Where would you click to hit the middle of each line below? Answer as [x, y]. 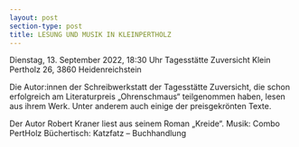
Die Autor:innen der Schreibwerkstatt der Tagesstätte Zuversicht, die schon [150, 87]
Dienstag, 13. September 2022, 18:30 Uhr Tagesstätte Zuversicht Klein [140, 60]
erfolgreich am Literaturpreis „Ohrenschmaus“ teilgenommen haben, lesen [148, 96]
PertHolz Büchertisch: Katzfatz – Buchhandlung [98, 133]
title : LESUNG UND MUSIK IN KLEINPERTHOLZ [90, 34]
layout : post [34, 18]
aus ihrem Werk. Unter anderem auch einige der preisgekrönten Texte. [140, 106]
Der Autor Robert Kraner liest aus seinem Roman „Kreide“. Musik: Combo [145, 124]
